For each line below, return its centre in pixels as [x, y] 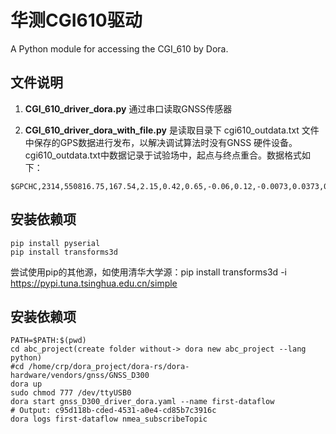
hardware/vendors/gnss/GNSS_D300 [80, 376]
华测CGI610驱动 [76, 20]
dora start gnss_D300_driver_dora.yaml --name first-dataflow [142, 402]
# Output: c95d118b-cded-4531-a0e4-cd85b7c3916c [113, 411]
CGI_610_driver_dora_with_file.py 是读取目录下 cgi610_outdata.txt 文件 [172, 130]
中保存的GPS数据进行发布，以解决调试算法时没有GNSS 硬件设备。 [161, 142]
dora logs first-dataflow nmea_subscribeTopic [109, 419]
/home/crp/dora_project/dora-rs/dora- [109, 367]
